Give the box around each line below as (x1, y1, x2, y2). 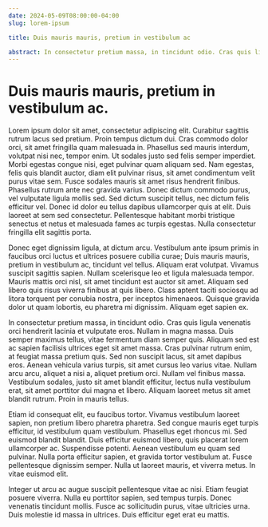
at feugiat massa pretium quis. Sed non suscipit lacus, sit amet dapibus (8, 352, 242, 362)
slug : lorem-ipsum (8, 19, 69, 27)
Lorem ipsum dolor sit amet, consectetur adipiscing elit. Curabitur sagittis (8, 125, 250, 136)
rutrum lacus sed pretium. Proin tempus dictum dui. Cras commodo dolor (8, 134, 249, 144)
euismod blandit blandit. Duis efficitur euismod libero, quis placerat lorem (8, 435, 249, 445)
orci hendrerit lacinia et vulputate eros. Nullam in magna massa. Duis (8, 327, 234, 336)
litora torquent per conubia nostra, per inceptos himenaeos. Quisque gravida (8, 294, 260, 303)
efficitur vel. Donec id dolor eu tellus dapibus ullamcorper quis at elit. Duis (8, 202, 251, 212)
